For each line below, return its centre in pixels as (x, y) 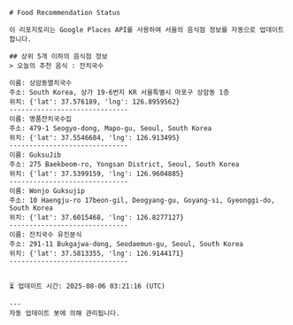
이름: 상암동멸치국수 (41, 83)
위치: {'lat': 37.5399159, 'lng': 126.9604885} (96, 174)
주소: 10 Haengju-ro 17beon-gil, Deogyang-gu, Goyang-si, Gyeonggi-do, (143, 200)
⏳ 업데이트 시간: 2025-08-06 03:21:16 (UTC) (87, 286)
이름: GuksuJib (35, 155)
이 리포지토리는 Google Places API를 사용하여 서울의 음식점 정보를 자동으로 (133, 30)
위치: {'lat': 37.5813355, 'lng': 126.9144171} (96, 253)
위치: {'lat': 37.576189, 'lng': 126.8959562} (95, 102)
